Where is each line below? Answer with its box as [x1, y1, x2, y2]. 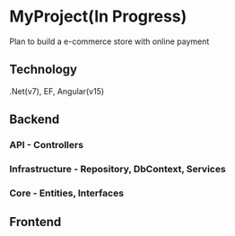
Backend [9, 112, 60, 127]
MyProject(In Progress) [9, 6, 187, 27]
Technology [9, 62, 78, 77]
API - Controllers [9, 139, 83, 152]
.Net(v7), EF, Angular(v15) [9, 85, 105, 96]
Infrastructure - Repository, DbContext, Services [9, 162, 226, 175]
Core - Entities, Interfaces [9, 187, 124, 199]
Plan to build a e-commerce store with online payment [9, 36, 210, 47]
